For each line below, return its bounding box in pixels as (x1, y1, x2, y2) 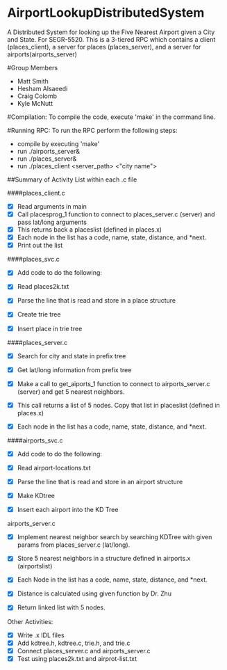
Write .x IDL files (17, 631, 65, 639)
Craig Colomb (17, 92, 58, 100)
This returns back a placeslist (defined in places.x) (17, 225, 162, 234)
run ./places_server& (17, 154, 77, 163)
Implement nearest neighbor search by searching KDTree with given (17, 533, 212, 541)
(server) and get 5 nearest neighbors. (17, 388, 125, 396)
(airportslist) (17, 562, 53, 571)
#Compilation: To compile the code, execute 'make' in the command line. (7, 113, 216, 121)
